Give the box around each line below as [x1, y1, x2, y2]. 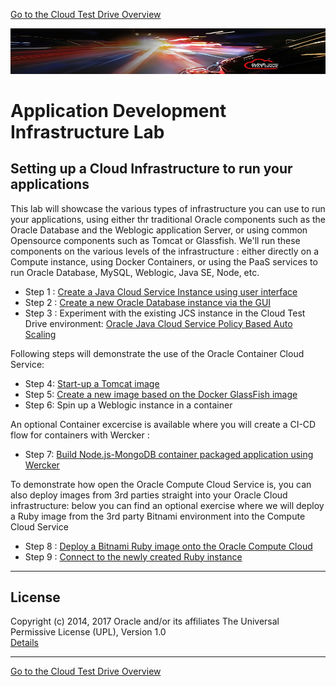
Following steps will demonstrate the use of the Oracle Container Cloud [10, 347, 305, 359]
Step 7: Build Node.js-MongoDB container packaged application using [24, 448, 314, 460]
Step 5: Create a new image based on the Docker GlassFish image [24, 388, 298, 400]
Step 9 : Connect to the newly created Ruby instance [24, 550, 243, 563]
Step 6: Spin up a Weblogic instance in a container [24, 399, 233, 411]
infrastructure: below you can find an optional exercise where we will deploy [10, 499, 325, 511]
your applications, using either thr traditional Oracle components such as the [10, 213, 326, 225]
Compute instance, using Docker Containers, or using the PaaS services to [10, 255, 318, 268]
